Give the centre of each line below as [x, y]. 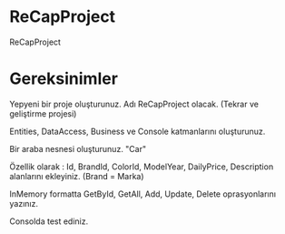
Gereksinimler [64, 79]
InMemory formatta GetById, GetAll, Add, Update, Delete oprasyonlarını [143, 194]
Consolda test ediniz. [49, 221]
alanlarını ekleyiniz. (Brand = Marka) [77, 176]
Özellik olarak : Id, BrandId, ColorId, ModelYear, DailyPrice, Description [142, 167]
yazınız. [24, 203]
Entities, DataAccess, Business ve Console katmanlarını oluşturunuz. [138, 131]
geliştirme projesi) [43, 113]
